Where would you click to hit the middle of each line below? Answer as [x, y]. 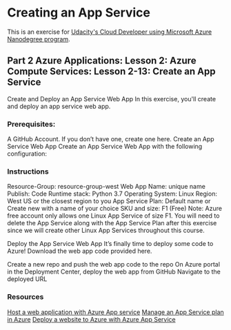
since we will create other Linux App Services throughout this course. [106, 230]
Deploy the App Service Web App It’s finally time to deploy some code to [110, 244]
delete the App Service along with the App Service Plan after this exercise [112, 223]
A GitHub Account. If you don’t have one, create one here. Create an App [111, 139]
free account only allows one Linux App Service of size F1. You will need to [113, 216]
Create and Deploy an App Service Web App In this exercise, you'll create [111, 99]
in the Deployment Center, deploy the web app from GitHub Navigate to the [114, 272]
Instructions [28, 172]
